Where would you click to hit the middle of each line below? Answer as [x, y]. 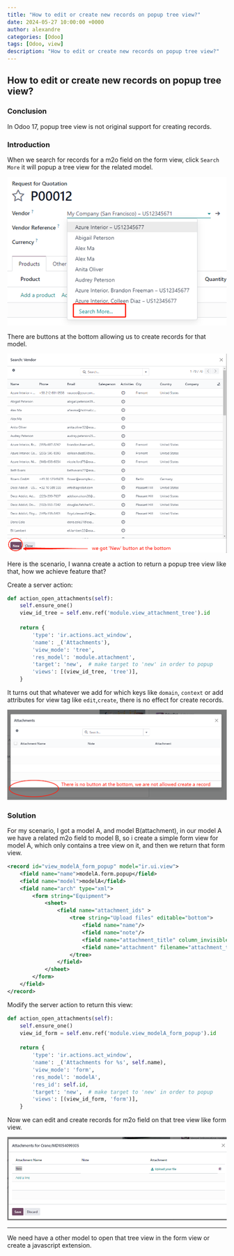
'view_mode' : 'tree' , [64, 650]
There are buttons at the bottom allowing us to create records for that [107, 337]
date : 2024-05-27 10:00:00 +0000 [56, 22]
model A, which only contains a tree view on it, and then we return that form [116, 845]
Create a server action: [40, 585]
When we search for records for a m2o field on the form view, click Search [113, 160]
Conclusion [27, 112]
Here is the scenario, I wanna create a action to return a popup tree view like [117, 564]
